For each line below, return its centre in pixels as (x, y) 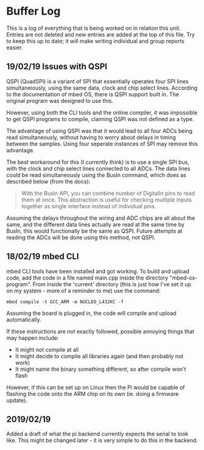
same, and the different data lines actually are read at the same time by (95, 224)
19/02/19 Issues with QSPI (57, 67)
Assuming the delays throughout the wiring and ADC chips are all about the (101, 218)
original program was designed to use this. (60, 100)
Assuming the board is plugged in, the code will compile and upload (91, 313)
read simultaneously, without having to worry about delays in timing (91, 137)
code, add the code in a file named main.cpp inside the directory (87, 278)
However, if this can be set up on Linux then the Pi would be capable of (96, 387)
